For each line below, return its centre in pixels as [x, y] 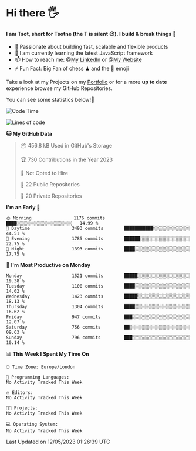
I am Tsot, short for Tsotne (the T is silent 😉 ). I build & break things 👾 [91, 34]
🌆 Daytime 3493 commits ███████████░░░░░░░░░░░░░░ [98, 229]
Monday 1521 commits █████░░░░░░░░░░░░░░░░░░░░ [98, 276]
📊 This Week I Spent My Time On [48, 354]
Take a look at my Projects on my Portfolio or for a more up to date [87, 82]
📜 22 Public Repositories [50, 185]
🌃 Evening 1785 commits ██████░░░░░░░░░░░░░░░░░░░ [98, 239]
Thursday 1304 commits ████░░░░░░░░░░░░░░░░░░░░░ [98, 307]
